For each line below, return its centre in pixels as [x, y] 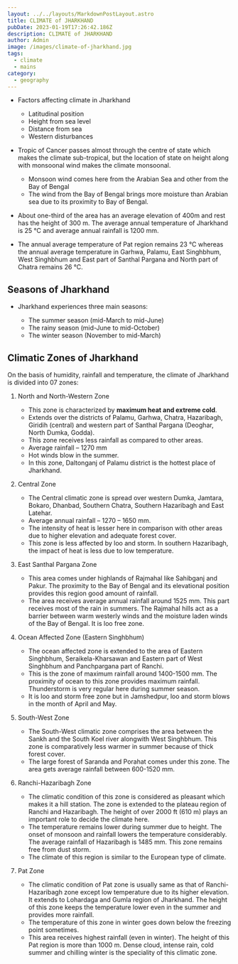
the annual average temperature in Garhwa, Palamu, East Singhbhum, [119, 252]
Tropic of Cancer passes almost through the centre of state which [114, 151]
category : [22, 73]
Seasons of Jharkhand [59, 289]
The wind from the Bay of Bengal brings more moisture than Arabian [128, 194]
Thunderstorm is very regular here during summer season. [114, 689]
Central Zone [37, 484]
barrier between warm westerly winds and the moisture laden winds [128, 616]
